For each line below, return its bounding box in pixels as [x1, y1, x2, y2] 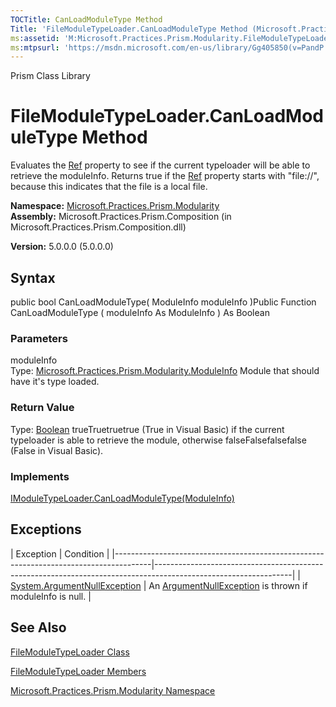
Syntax [10, 269, 56, 286]
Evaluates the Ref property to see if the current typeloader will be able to [10, 159, 311, 171]
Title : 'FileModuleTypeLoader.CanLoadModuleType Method [10, 24, 248, 34]
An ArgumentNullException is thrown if [148, 579, 308, 591]
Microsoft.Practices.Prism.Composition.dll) [10, 221, 187, 233]
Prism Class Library [10, 70, 91, 82]
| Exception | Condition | [10, 547, 110, 560]
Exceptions [10, 521, 82, 538]
